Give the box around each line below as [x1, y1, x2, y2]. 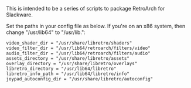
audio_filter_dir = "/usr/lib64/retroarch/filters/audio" [6, 50, 151, 56]
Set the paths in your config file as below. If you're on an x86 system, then [6, 23, 186, 29]
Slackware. [6, 11, 33, 18]
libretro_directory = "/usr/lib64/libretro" [6, 66, 117, 72]
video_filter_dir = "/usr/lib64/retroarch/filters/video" [6, 45, 151, 51]
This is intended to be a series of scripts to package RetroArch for [6, 5, 165, 12]
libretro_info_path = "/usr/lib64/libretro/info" [6, 71, 130, 77]
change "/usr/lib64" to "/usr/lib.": [6, 29, 86, 36]
